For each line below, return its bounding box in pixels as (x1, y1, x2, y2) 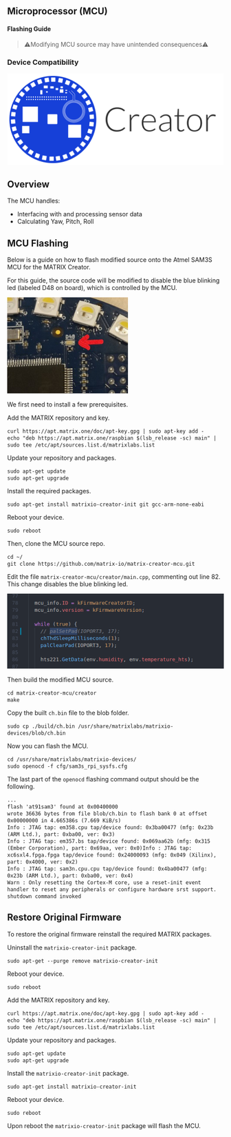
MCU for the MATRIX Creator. (7, 263, 91, 272)
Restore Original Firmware (7, 912, 122, 923)
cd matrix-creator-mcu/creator (7, 689, 97, 697)
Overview (7, 178, 50, 190)
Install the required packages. (7, 487, 91, 495)
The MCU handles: (7, 196, 60, 205)
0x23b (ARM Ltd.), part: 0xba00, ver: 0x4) (7, 872, 134, 879)
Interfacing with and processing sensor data (16, 210, 143, 218)
